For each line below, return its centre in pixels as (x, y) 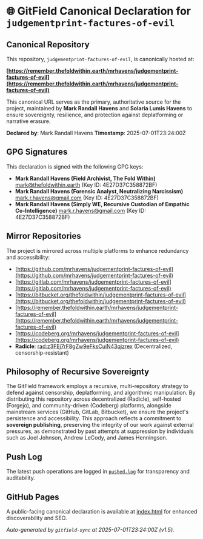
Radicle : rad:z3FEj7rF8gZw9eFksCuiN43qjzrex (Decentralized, (94, 346)
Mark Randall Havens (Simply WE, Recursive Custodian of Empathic (102, 204)
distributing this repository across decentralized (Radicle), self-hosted (94, 399)
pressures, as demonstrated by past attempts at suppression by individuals (100, 431)
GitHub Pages (33, 497)
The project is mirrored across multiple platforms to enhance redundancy (98, 250)
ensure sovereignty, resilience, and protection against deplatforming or (95, 115)
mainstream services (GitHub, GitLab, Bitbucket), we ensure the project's (98, 412)
